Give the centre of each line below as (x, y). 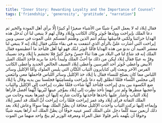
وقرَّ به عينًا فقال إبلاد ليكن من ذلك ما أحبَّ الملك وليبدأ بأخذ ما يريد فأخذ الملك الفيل (80, 59)
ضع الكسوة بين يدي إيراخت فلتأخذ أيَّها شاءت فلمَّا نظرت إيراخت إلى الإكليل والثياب (79, 84)
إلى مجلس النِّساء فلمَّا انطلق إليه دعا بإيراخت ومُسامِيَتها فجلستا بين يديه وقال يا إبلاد (80, 79)
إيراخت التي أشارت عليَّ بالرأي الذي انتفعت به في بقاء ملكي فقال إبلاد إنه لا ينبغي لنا (81, 43)
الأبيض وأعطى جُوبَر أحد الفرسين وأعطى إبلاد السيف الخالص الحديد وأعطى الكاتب (79, 64)
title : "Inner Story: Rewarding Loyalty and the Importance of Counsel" (81, 9)
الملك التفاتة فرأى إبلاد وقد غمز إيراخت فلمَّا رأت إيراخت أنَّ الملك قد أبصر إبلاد (75, 100)
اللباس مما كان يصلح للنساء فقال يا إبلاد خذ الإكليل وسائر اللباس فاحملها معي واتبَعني (81, 74)
